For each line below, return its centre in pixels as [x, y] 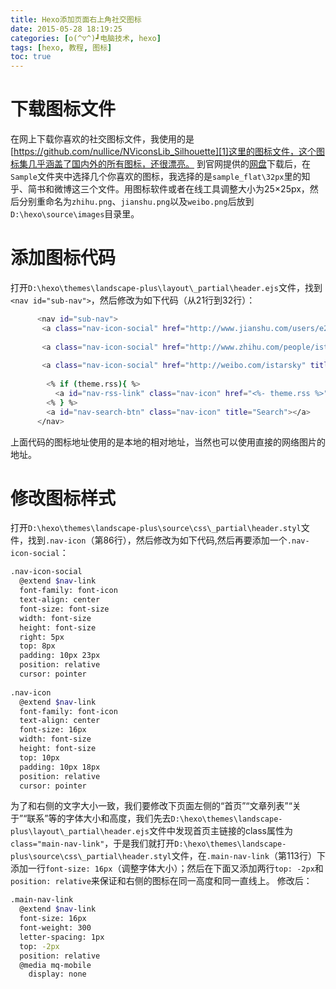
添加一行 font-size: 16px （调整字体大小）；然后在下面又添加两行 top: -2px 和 [167, 868]
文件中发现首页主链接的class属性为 [220, 831]
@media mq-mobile [55, 965]
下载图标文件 [63, 109]
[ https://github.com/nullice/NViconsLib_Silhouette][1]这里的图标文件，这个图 [167, 152]
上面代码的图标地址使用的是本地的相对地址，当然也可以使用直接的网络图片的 [168, 442]
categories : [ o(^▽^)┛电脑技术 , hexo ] [86, 38]
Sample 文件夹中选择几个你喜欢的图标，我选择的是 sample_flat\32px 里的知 [160, 177]
